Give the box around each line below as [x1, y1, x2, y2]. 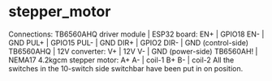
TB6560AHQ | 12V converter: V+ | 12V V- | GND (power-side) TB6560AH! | [8, 46, 258, 56]
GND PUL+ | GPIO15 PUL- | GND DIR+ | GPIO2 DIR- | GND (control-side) [8, 37, 249, 47]
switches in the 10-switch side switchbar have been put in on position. [8, 63, 244, 73]
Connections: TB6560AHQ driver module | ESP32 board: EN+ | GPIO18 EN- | [8, 29, 265, 39]
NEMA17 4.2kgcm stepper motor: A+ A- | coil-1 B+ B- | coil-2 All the [8, 55, 235, 65]
